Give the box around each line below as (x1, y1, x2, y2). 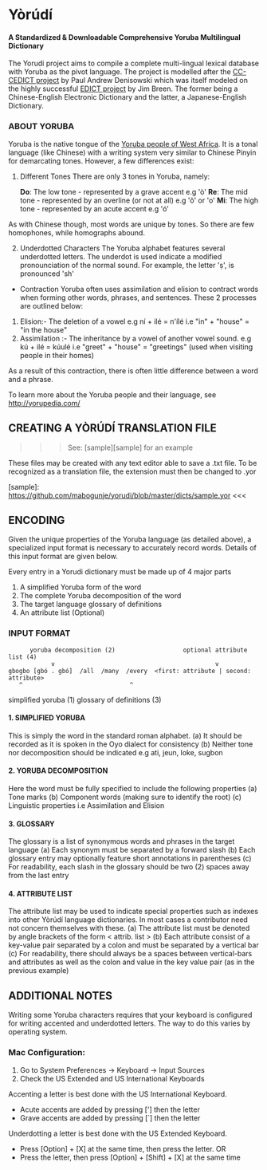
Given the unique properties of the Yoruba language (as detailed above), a (8, 534, 252, 544)
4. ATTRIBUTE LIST (8, 888, 73, 898)
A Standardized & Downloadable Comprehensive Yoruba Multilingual (8, 32, 241, 41)
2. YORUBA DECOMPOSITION (8, 766, 108, 775)
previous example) (8, 966, 69, 975)
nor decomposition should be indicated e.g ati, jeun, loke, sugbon (8, 747, 223, 757)
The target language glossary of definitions (19, 600, 162, 609)
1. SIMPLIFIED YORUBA (8, 713, 86, 723)
